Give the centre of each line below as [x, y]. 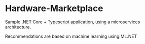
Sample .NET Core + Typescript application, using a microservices [73, 22]
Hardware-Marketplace [54, 8]
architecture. [18, 27]
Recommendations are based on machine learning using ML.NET [71, 36]
